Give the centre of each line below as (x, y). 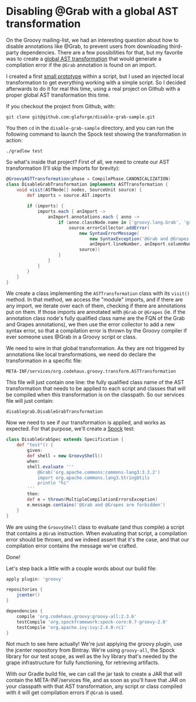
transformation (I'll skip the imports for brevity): (63, 168)
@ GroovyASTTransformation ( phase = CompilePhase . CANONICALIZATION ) (88, 179)
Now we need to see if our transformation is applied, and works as (86, 423)
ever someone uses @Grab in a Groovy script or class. (71, 337)
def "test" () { (35, 445)
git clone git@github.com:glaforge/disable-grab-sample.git (81, 117)
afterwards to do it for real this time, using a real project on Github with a (93, 88)
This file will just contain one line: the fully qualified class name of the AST (95, 382)
